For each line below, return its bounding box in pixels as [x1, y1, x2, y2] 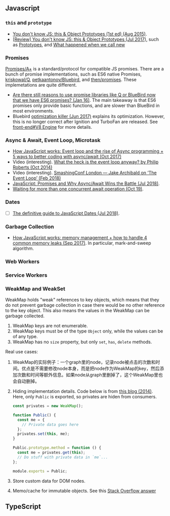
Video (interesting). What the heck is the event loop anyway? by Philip [12, 159, 159, 165]
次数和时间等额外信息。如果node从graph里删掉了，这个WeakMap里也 [17, 372, 163, 378]
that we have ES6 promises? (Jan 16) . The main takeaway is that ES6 [12, 97, 156, 103]
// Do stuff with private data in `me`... [17, 455, 108, 460]
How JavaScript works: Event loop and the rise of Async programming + [12, 148, 163, 154]
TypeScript [5, 502, 41, 511]
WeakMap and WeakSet [5, 285, 66, 292]
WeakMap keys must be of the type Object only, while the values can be [12, 328, 163, 334]
